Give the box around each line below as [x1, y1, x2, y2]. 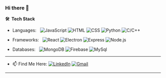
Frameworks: [12, 37, 40, 43]
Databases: [12, 46, 36, 52]
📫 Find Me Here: [12, 61, 47, 67]
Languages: [12, 27, 37, 34]
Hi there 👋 [5, 4, 30, 11]
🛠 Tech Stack [5, 16, 36, 22]
